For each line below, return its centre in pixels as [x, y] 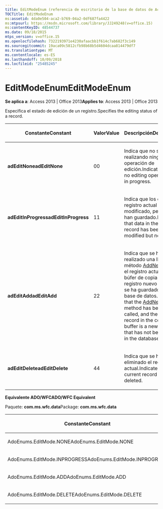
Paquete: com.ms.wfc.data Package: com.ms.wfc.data [61, 407]
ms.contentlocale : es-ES [30, 55]
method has [138, 308]
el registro [136, 272]
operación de [139, 163]
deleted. [133, 380]
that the [133, 302]
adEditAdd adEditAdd [32, 296]
